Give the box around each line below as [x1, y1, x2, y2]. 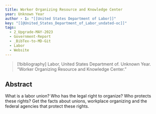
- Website [9, 48, 29, 52]
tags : [5, 25, 16, 30]
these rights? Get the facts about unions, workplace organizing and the [5, 98, 147, 104]
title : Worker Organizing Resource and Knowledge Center [5, 7, 123, 12]
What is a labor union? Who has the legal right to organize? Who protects [5, 93, 152, 99]
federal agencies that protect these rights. [5, 103, 89, 109]
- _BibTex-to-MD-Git [9, 39, 51, 44]
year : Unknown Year [5, 12, 45, 16]
